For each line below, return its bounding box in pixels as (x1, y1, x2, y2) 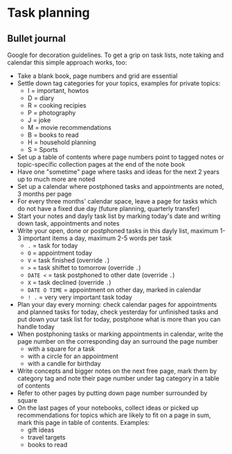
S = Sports (27, 146, 58, 153)
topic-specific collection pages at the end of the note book (17, 160, 186, 168)
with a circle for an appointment (27, 352, 119, 360)
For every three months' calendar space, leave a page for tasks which (17, 197, 217, 205)
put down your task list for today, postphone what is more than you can (17, 315, 221, 323)
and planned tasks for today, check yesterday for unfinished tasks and (17, 308, 219, 316)
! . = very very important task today (27, 293, 133, 301)
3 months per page (17, 190, 72, 198)
